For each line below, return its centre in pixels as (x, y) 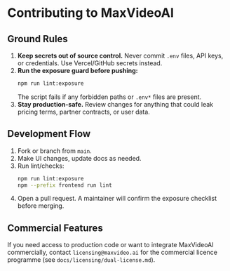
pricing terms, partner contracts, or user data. (84, 112)
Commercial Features (55, 228)
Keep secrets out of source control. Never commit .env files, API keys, (120, 55)
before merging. (41, 206)
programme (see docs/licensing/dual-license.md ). (81, 260)
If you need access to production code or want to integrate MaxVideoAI (110, 245)
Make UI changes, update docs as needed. (79, 158)
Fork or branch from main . (55, 151)
